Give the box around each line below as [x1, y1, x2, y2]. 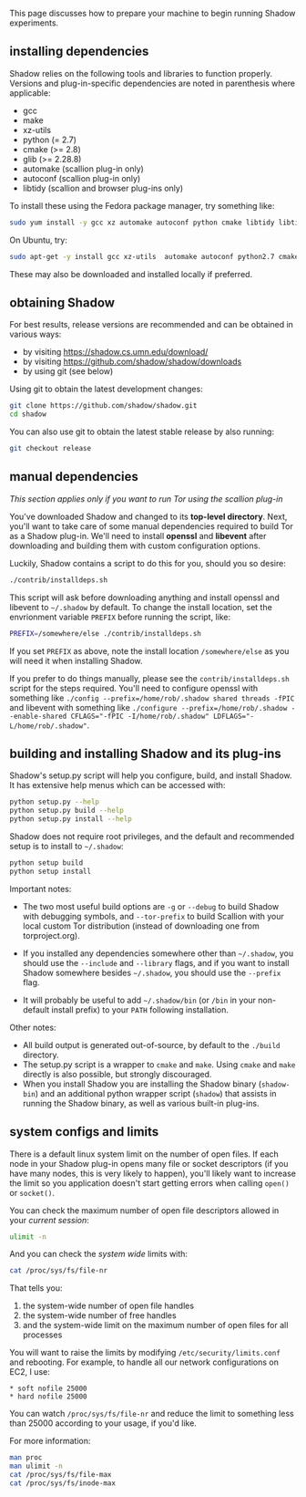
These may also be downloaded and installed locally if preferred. [9, 268, 253, 279]
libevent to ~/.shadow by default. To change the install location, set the [9, 601, 273, 612]
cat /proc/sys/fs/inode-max [9, 1478, 117, 1488]
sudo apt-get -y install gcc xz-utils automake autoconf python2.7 [9, 252, 275, 261]
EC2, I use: [9, 1367, 50, 1377]
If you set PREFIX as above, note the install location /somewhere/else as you [9, 645, 290, 656]
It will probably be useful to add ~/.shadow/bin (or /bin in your [22, 994, 257, 1005]
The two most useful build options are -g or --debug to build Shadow [22, 900, 280, 911]
